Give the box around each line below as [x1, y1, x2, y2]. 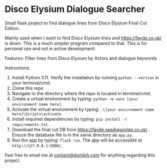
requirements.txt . [11, 121, 49, 127]
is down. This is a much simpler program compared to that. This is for [4, 40, 148, 46]
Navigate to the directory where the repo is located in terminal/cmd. [11, 90, 152, 96]
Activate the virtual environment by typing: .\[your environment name [11, 106, 155, 112]
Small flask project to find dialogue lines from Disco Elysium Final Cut [4, 20, 147, 26]
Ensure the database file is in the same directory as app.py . [11, 132, 133, 138]
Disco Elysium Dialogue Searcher [4, 3, 145, 15]
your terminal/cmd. [11, 80, 51, 86]
